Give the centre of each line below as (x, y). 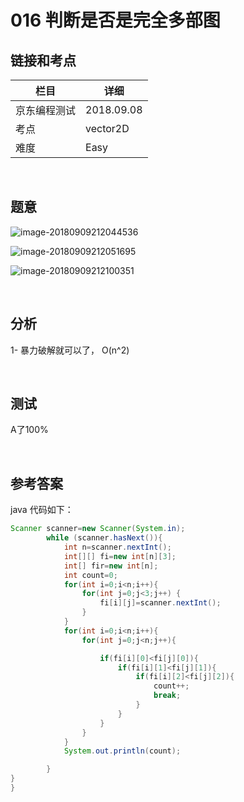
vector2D (107, 128)
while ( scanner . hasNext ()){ (104, 538)
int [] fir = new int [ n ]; (111, 566)
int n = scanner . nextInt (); (117, 547)
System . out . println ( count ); (122, 751)
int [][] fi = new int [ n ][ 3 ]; (120, 556)
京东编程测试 (46, 110)
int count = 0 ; (90, 575)
